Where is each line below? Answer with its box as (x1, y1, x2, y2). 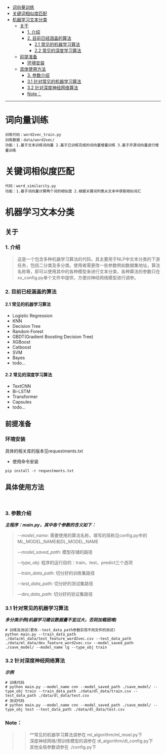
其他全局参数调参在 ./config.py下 (29, 744, 96, 750)
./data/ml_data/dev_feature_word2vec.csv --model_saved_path (5, 641, 134, 646)
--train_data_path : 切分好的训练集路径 (17, 570, 95, 576)
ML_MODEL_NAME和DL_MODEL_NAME (17, 538, 99, 544)
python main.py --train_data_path (5, 632, 77, 637)
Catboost (12, 344, 31, 350)
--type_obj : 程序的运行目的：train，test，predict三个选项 (17, 559, 133, 565)
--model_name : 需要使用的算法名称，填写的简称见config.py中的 (17, 532, 147, 538)
